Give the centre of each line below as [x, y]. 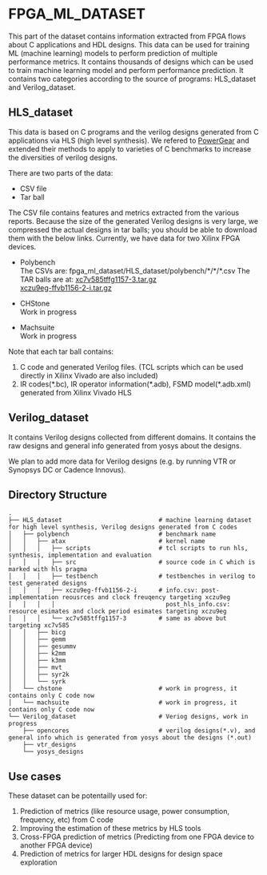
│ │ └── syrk [37, 682]
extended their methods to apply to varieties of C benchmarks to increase [130, 148]
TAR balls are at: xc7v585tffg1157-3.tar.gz [88, 279]
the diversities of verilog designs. [63, 157]
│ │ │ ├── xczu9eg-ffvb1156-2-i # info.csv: [103, 590]
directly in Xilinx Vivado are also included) [89, 375]
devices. [22, 246]
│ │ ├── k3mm [37, 661]
